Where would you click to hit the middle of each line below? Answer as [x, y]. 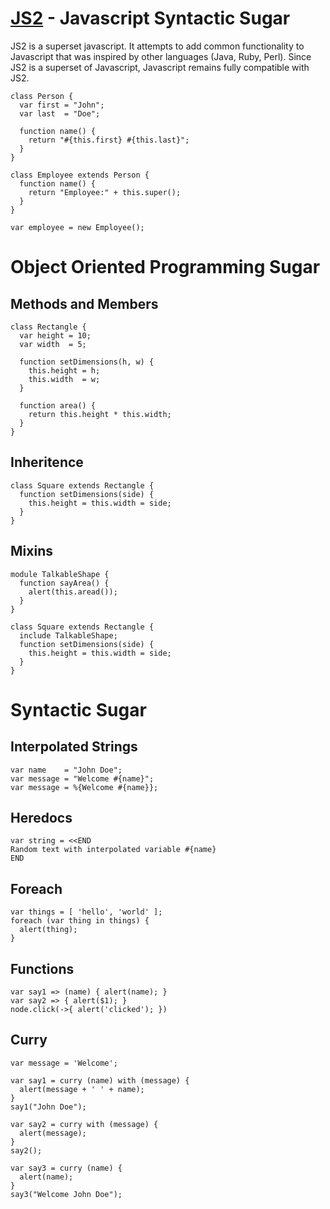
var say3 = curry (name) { [66, 1168]
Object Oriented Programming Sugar [165, 267]
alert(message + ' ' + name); [82, 1089]
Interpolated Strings [74, 747]
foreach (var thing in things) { [80, 921]
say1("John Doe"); [48, 1107]
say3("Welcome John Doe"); [66, 1194]
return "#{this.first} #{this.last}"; [109, 140]
